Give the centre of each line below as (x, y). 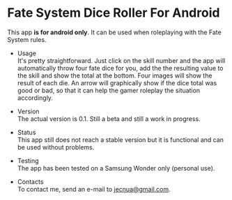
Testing (28, 160)
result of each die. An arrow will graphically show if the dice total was (117, 83)
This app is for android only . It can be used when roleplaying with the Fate (114, 32)
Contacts (30, 181)
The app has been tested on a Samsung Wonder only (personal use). (116, 168)
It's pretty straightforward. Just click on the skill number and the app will (121, 60)
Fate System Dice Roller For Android (114, 13)
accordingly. (35, 98)
